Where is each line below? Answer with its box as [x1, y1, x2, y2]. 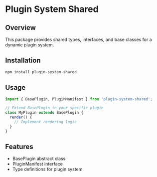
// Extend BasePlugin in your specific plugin [5, 106, 104, 111]
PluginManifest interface [12, 161, 63, 167]
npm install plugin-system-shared [5, 69, 77, 74]
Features [5, 143, 33, 151]
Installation [5, 56, 41, 65]
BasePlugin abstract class [12, 156, 66, 162]
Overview [5, 23, 36, 32]
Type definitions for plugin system [12, 166, 83, 173]
